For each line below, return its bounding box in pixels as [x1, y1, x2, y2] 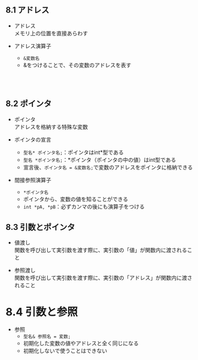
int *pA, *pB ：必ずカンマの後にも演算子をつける [23, 202, 145, 210]
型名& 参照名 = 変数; [23, 334, 71, 340]
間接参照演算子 [14, 176, 51, 183]
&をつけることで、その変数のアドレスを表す [23, 61, 132, 68]
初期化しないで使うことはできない [23, 347, 108, 355]
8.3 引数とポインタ [5, 222, 75, 232]
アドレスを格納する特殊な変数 [14, 123, 88, 130]
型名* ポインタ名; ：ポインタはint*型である [23, 149, 124, 156]
